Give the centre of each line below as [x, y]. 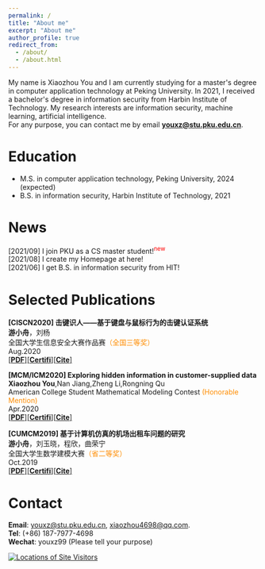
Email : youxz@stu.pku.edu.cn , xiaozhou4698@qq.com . [99, 525]
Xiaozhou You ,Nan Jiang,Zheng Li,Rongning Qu [86, 384]
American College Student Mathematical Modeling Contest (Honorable [124, 392]
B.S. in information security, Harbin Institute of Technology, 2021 [125, 195]
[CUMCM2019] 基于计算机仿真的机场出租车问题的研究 [97, 434]
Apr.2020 [24, 409]
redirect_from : [33, 45]
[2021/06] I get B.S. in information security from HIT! [94, 267]
